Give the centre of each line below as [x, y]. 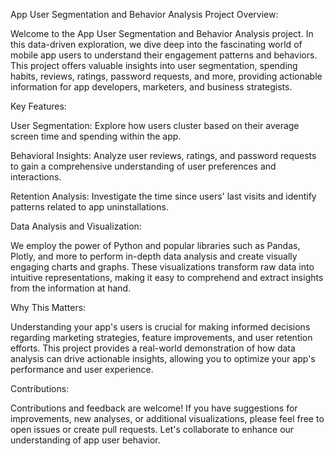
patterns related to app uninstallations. [89, 207]
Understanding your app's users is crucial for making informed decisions [160, 327]
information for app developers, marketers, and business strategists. [151, 87]
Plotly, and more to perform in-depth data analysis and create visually [154, 256]
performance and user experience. [82, 369]
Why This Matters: [48, 307]
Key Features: [38, 106]
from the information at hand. [71, 288]
